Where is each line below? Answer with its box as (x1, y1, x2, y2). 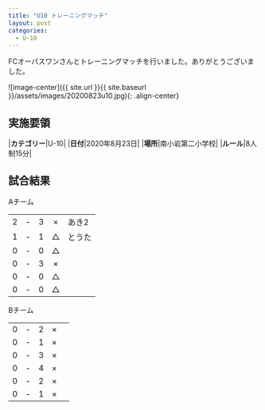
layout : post (8, 19, 52, 27)
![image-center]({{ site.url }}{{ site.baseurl (8, 83, 147, 92)
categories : (8, 26, 48, 34)
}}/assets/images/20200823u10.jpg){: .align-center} (8, 91, 180, 100)
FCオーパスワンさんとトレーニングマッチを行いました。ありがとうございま (8, 57, 255, 66)
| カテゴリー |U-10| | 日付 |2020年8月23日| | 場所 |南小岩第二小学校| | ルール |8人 (8, 139, 257, 148)
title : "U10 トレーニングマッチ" (8, 11, 109, 20)
